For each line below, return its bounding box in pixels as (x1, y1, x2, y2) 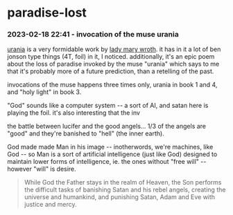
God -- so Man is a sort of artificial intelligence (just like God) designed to (7, 150, 218, 158)
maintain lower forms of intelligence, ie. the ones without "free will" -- (7, 158, 207, 166)
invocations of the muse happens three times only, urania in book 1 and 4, (7, 81, 218, 89)
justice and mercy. (24, 200, 78, 209)
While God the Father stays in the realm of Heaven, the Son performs (24, 178, 222, 187)
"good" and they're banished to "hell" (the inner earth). (7, 129, 164, 138)
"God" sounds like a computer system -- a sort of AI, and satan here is (7, 102, 209, 110)
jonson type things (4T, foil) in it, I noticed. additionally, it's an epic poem (7, 53, 215, 61)
